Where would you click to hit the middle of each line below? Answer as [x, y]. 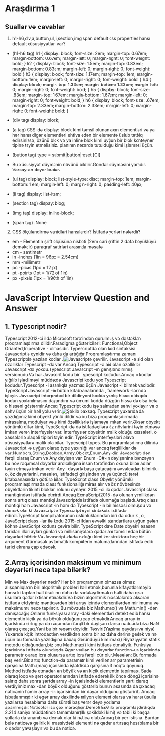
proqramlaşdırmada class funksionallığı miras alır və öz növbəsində [73, 484]
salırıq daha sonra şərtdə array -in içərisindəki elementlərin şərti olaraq [77, 681]
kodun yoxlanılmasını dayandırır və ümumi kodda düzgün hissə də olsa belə [81, 401]
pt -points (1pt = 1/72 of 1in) [40, 273]
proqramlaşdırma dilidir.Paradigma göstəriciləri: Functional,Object [71, 343]
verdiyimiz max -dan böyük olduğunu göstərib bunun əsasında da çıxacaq [80, 686]
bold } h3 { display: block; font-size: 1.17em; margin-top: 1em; [74, 74]
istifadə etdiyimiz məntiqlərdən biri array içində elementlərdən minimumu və [82, 603]
